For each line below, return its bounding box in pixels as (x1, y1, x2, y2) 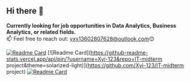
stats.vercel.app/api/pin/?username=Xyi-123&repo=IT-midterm (6, 55, 163, 62)
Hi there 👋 (6, 6, 44, 16)
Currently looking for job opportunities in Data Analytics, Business (6, 22, 177, 29)
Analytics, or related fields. (6, 28, 77, 35)
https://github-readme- (90, 49, 148, 56)
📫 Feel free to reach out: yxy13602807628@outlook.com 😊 (6, 35, 155, 42)
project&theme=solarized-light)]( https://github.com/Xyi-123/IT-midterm (6, 61, 185, 69)
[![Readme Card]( (47, 49, 91, 56)
